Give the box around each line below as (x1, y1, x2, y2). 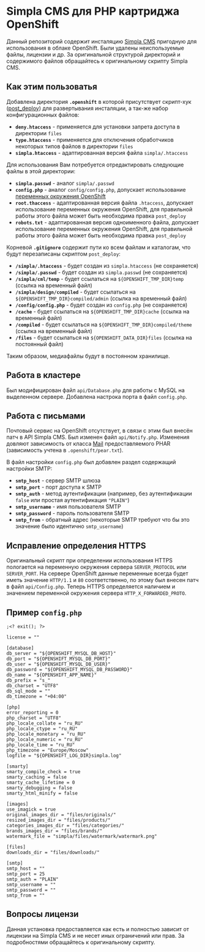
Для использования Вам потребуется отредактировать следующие (6, 161, 184, 168)
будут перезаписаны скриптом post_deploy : (6, 250, 121, 258)
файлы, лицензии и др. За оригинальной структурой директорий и (6, 50, 181, 58)
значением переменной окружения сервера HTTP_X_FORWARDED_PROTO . (6, 589, 187, 597)
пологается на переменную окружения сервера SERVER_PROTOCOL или (6, 564, 187, 571)
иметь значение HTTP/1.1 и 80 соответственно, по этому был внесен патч (6, 576, 199, 584)
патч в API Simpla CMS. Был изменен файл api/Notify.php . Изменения (6, 433, 190, 441)
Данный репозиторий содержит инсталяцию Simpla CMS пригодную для (6, 37, 197, 45)
